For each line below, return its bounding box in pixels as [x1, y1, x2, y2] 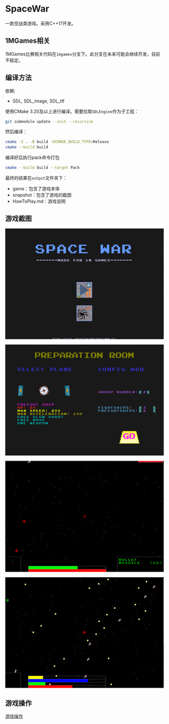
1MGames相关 [5, 36, 50, 45]
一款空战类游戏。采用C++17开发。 [5, 20, 76, 26]
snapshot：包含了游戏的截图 [12, 192, 72, 198]
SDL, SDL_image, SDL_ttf [12, 98, 65, 104]
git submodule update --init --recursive [5, 119, 94, 124]
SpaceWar [5, 3, 49, 15]
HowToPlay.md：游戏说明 [12, 198, 66, 204]
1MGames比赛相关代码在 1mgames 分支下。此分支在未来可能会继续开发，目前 [5, 51, 160, 57]
